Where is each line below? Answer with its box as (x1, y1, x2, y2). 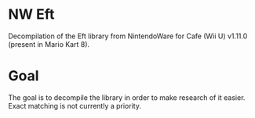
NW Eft (8, 5, 55, 23)
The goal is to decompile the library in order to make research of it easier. (8, 92, 246, 102)
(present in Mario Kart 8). (8, 39, 90, 48)
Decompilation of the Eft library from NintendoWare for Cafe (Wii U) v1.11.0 (8, 31, 248, 41)
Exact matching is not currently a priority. (8, 101, 141, 110)
